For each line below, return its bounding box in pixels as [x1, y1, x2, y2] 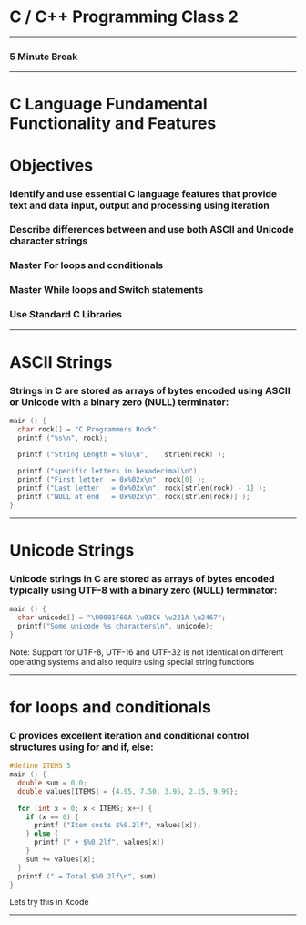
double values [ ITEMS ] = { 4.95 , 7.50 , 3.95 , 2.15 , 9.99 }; [17, 786, 239, 795]
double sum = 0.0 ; [17, 778, 88, 788]
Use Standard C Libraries [9, 308, 123, 321]
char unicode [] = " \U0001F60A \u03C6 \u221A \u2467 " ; [17, 613, 226, 622]
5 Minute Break [9, 50, 78, 63]
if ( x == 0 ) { [25, 812, 79, 822]
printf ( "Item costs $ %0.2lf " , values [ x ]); [33, 821, 202, 830]
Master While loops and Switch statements [9, 284, 204, 296]
